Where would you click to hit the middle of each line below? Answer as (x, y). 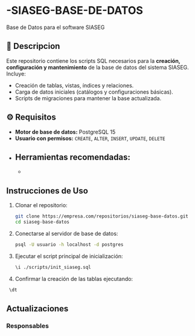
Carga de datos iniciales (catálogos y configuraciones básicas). (94, 92)
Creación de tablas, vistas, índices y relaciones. (74, 85)
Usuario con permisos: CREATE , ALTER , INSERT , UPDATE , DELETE (90, 138)
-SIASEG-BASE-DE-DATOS (75, 11)
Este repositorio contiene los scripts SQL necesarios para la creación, (93, 60)
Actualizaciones (37, 309)
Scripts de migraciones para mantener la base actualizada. (88, 98)
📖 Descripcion (33, 46)
